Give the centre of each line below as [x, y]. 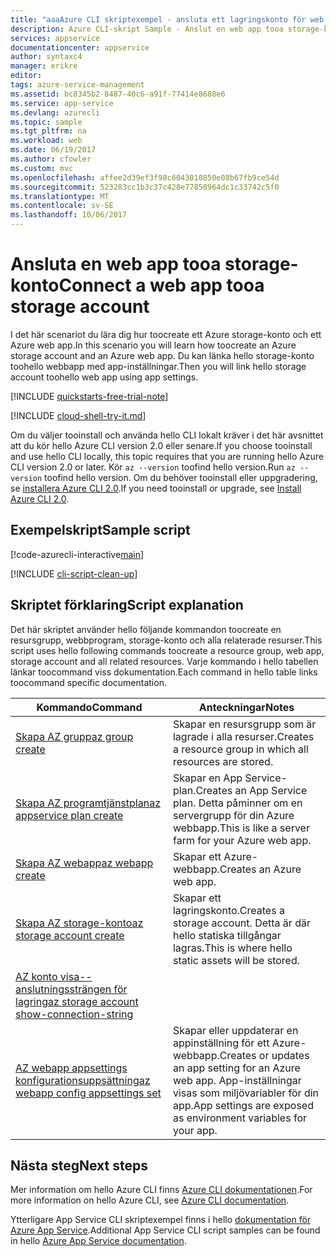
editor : [26, 76]
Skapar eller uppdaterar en [235, 1030]
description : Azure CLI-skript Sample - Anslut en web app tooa [147, 29]
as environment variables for [240, 1118]
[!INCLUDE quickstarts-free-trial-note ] [89, 396]
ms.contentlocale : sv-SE [62, 206]
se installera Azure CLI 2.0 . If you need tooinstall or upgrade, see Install [156, 488]
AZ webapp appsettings [71, 1068]
